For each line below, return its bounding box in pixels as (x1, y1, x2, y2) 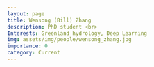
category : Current (7, 50, 60, 57)
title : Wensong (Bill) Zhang (7, 17, 92, 24)
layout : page (7, 10, 45, 17)
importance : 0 (7, 43, 49, 50)
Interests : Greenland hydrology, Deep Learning (7, 29, 148, 37)
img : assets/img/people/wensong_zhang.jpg (7, 36, 132, 43)
